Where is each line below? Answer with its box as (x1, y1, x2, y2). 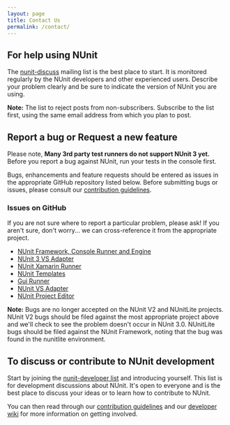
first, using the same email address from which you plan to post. (7, 111, 192, 120)
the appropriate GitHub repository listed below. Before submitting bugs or (7, 178, 218, 186)
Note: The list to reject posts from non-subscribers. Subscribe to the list (7, 103, 215, 112)
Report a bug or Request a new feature (7, 131, 178, 143)
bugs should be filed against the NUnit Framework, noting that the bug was (7, 328, 223, 336)
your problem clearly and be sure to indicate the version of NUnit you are (7, 82, 217, 91)
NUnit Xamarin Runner (17, 262, 82, 271)
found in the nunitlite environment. (7, 335, 106, 343)
